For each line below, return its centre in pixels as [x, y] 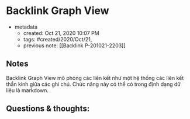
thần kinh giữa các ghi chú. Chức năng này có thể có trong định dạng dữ [94, 84]
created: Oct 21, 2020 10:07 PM [61, 33]
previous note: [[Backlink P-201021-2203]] [74, 45]
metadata [26, 27]
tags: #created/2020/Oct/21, [58, 39]
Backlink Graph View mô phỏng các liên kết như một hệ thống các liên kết [95, 78]
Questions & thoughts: [48, 109]
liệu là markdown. [27, 90]
